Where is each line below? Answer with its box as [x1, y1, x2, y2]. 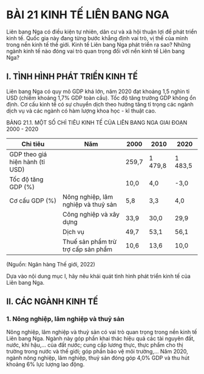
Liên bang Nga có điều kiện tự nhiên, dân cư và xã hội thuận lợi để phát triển [6, 28, 197, 35]
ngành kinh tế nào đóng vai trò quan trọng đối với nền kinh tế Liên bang [6, 47, 185, 55]
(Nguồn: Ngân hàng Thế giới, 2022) [6, 260, 95, 268]
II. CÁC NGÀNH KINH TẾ [6, 297, 98, 307]
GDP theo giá [9, 150, 47, 158]
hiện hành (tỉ [9, 158, 46, 166]
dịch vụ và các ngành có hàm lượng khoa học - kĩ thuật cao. [6, 107, 157, 114]
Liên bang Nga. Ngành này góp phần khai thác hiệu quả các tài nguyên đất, [6, 335, 195, 342]
